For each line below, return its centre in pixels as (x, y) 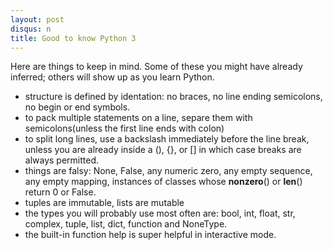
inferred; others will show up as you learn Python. (112, 77)
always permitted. (62, 160)
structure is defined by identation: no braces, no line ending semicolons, (173, 97)
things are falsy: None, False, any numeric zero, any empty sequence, (168, 171)
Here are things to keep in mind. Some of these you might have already (156, 67)
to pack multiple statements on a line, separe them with (138, 118)
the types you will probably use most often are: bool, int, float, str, (160, 213)
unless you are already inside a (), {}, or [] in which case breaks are (163, 150)
